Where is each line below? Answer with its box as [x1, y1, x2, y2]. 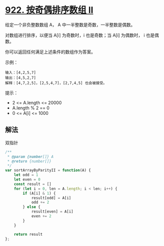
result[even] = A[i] [31, 209, 74, 214]
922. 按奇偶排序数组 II [5, 4, 93, 16]
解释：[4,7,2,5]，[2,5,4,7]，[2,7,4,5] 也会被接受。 [5, 80, 107, 85]
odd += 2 [31, 200, 50, 205]
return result [14, 232, 43, 237]
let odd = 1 [14, 173, 38, 177]
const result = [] [14, 181, 52, 186]
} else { [23, 205, 41, 210]
